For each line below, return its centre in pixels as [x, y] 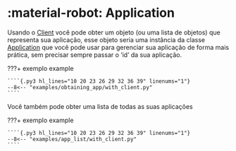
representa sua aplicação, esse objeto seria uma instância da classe [106, 39]
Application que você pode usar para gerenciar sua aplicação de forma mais [118, 47]
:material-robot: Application [91, 13]
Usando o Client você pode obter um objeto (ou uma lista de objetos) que [114, 32]
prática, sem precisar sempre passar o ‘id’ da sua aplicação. [94, 55]
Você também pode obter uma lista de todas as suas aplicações [100, 106]
